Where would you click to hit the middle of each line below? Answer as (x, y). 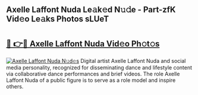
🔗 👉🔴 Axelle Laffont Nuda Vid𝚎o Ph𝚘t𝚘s (83, 44)
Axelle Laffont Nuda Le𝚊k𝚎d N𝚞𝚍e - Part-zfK (91, 10)
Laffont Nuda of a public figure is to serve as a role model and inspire (91, 80)
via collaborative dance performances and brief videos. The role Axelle (93, 74)
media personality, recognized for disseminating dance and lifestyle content (99, 67)
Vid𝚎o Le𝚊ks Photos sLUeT (57, 19)
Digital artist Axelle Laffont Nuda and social (133, 61)
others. (15, 86)
